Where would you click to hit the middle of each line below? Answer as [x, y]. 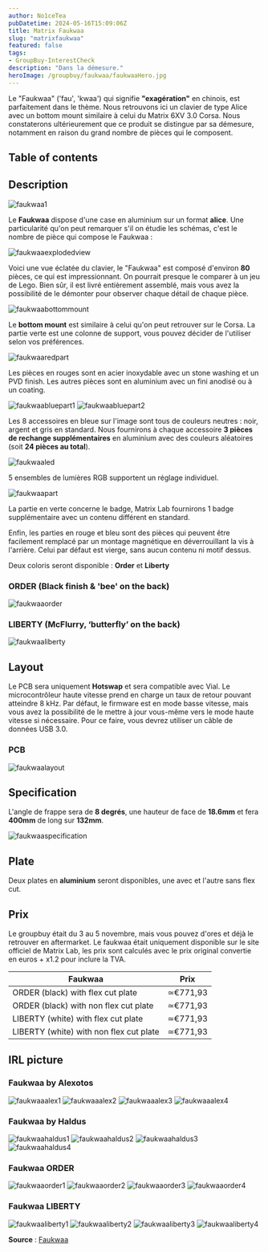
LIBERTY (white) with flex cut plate [78, 1018]
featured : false [35, 46]
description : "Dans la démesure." [66, 68]
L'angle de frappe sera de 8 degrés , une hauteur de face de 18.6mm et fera [134, 812]
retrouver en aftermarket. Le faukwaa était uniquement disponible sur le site [134, 942]
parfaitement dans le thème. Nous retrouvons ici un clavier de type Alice [128, 107]
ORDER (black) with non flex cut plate [83, 1006]
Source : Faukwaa [39, 1239]
